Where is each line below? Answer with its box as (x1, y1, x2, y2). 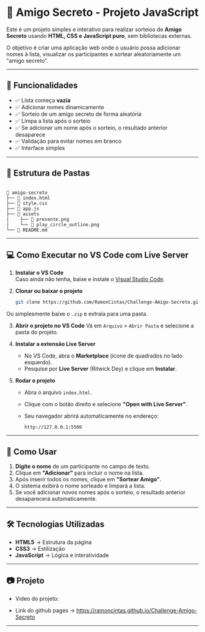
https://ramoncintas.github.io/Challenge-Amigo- (76, 606, 198, 614)
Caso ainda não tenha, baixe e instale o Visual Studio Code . (15, 276, 165, 283)
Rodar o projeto (15, 377, 56, 384)
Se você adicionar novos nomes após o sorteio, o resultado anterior (15, 489, 186, 496)
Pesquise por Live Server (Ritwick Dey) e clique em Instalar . (24, 365, 177, 373)
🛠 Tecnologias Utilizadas (6, 519, 105, 530)
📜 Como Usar (6, 447, 57, 457)
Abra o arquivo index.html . (24, 389, 92, 396)
